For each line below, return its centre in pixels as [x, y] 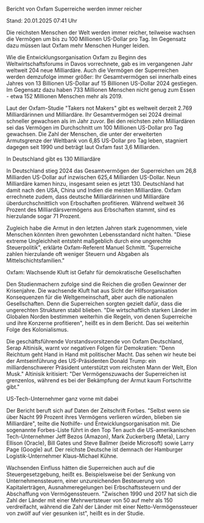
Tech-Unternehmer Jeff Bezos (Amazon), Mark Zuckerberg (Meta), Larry [98, 437]
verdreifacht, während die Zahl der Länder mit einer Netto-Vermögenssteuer [102, 507]
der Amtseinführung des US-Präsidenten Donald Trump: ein [81, 361]
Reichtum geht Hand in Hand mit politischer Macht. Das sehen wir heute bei [101, 354]
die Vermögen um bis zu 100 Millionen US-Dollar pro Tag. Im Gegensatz [97, 39]
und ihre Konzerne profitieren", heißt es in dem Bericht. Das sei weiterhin [98, 323]
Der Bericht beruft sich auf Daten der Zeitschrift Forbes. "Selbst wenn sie [98, 411]
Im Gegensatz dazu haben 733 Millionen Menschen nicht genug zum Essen [101, 90]
